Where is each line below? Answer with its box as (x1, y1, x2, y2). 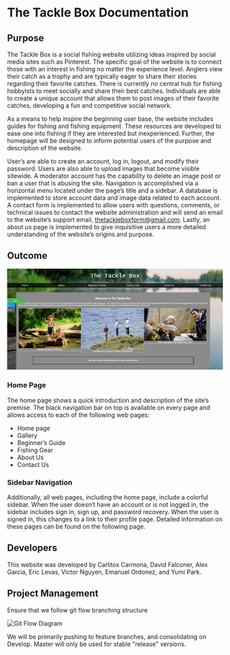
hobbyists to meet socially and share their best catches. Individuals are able (7, 87, 221, 95)
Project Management (7, 588, 99, 599)
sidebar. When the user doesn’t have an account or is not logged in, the (7, 501, 209, 509)
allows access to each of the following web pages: (7, 411, 150, 419)
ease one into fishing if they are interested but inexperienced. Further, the (7, 129, 215, 137)
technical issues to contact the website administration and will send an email (7, 208, 223, 216)
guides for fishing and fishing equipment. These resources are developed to (7, 122, 222, 130)
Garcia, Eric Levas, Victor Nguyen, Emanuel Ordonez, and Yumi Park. (7, 568, 202, 576)
